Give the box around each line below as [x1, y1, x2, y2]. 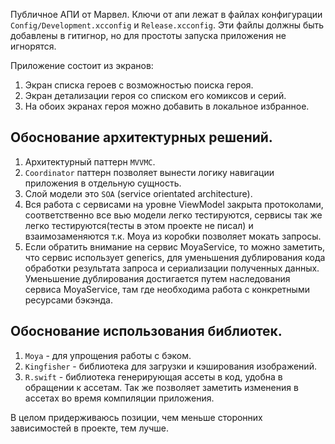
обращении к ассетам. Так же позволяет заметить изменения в [24, 381, 299, 393]
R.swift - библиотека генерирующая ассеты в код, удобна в [24, 370, 283, 383]
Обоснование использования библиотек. [10, 323, 283, 340]
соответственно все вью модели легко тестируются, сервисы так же [24, 209, 323, 221]
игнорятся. [10, 40, 57, 52]
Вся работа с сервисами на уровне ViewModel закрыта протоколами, [24, 198, 324, 210]
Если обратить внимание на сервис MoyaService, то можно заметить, [24, 240, 326, 253]
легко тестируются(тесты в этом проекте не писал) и [24, 219, 254, 231]
